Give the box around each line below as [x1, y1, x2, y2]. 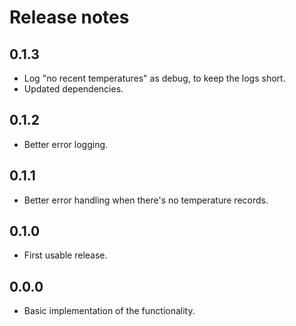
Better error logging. [23, 138, 109, 150]
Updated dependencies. [23, 83, 124, 95]
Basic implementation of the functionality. [23, 305, 196, 317]
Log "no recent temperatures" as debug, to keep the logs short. [23, 72, 286, 84]
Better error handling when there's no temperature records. [23, 194, 269, 206]
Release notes [9, 6, 130, 29]
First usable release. [23, 249, 108, 261]
